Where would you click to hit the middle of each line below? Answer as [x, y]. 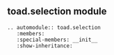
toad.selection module [57, 11]
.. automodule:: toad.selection [54, 27]
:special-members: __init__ [57, 40]
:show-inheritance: [44, 46]
